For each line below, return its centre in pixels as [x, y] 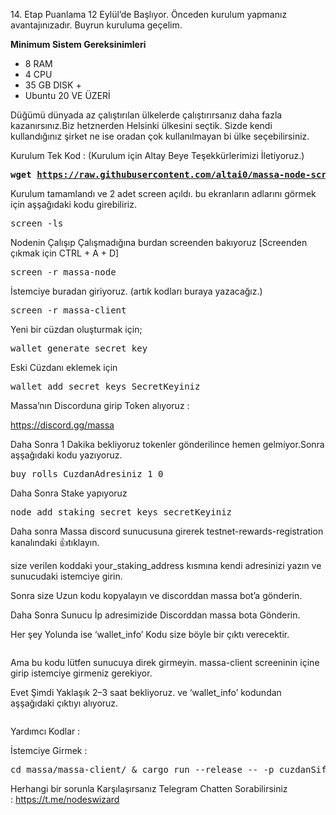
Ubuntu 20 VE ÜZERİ [67, 95]
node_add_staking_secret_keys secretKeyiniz [121, 512]
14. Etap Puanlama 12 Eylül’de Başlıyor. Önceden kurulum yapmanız [149, 14]
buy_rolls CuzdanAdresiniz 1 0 [87, 474]
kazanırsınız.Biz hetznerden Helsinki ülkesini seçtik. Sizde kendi [141, 125]
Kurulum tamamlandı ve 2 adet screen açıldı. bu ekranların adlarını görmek [163, 193]
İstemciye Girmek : [49, 750]
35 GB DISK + [53, 85]
